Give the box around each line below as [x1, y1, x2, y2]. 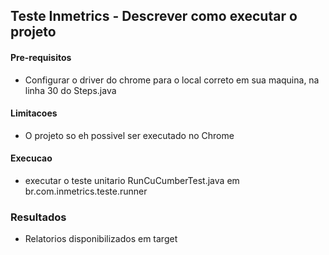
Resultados [10, 210, 67, 224]
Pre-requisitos [10, 51, 72, 63]
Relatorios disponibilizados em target [24, 233, 178, 245]
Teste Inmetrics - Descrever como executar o [10, 8, 298, 25]
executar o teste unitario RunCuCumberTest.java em [24, 175, 240, 186]
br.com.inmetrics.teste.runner [24, 185, 148, 197]
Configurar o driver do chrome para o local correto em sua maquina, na [24, 74, 320, 86]
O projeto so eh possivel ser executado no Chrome [24, 129, 235, 141]
